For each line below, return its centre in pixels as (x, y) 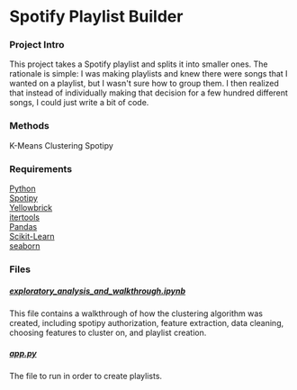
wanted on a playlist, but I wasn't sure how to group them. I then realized (144, 84)
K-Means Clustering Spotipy (62, 145)
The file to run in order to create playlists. (86, 376)
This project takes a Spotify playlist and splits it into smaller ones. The (139, 64)
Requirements (41, 168)
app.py (23, 353)
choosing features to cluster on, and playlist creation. (108, 332)
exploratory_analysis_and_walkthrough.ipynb (98, 291)
